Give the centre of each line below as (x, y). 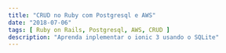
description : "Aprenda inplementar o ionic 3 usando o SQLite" (114, 37)
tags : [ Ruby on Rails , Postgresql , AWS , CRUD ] (89, 30)
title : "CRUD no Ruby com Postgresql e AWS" (82, 15)
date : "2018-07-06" (40, 23)
